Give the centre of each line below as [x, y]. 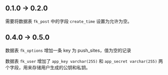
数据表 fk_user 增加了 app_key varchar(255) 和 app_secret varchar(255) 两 [84, 61]
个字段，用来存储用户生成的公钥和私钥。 [48, 67]
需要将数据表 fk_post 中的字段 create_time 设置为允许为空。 [69, 21]
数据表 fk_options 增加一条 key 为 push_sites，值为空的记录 [68, 50]
